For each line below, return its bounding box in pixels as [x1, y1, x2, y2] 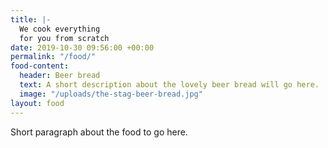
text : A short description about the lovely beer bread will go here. [19, 80, 320, 90]
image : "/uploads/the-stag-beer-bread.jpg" [19, 89, 203, 99]
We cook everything [19, 24, 101, 34]
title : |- [10, 14, 52, 25]
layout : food [10, 98, 65, 108]
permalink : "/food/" [10, 52, 97, 62]
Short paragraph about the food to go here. [10, 126, 188, 138]
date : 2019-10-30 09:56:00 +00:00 [10, 42, 155, 53]
